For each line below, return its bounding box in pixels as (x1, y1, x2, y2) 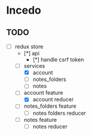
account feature (23, 89, 63, 96)
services (23, 62, 45, 70)
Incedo (6, 4, 42, 17)
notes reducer (32, 123, 68, 130)
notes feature (23, 116, 57, 123)
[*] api (23, 50, 40, 57)
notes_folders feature (23, 102, 76, 110)
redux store (14, 43, 44, 50)
